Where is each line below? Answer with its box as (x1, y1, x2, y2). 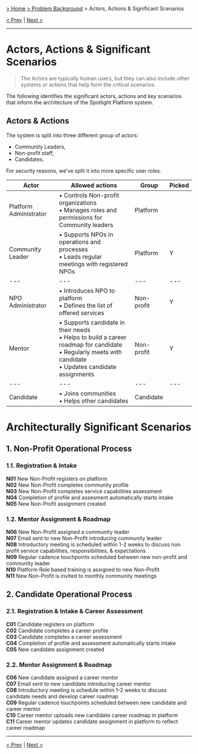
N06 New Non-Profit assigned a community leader (6, 528, 130, 535)
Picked (169, 181, 189, 189)
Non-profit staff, (14, 149, 54, 156)
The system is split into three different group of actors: (6, 131, 138, 138)
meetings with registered (58, 260, 128, 268)
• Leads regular (58, 253, 103, 261)
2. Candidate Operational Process (6, 590, 133, 600)
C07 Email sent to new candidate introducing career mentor (6, 680, 151, 687)
